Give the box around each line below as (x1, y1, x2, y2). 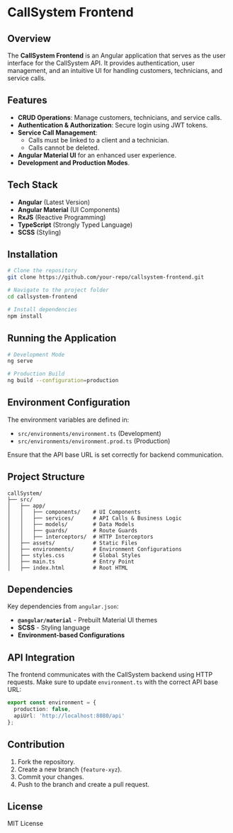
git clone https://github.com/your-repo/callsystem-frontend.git (7, 274, 204, 281)
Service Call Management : (17, 128, 98, 137)
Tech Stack (7, 179, 58, 191)
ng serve (7, 357, 33, 365)
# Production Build (7, 370, 65, 378)
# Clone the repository (7, 267, 78, 274)
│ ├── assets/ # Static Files (7, 540, 138, 547)
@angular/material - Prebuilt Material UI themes (17, 616, 158, 625)
